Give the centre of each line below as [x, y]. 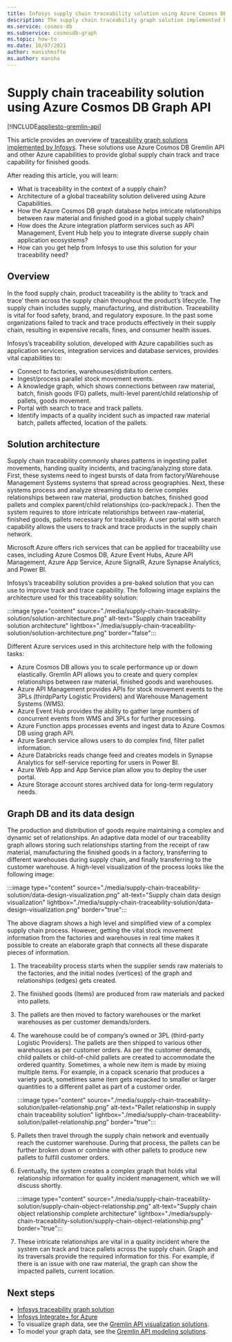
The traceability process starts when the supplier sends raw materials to [120, 966]
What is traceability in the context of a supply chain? [92, 189]
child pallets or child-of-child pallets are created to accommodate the [116, 1057]
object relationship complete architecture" [77, 1214]
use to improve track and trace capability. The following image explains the [114, 591]
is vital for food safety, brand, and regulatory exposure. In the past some [110, 315]
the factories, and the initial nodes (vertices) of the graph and [104, 973]
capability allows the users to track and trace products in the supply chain [112, 527]
